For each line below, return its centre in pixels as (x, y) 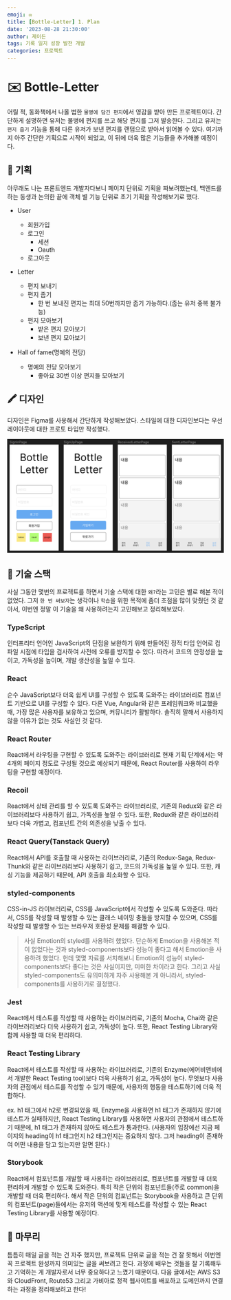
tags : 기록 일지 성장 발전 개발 (46, 44)
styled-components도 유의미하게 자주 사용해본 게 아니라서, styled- (115, 975)
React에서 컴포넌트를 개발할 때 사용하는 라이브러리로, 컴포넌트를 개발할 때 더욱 (112, 1178)
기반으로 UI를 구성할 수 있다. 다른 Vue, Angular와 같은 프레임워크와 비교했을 (116, 703)
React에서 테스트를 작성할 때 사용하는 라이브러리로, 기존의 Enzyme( (98, 1069)
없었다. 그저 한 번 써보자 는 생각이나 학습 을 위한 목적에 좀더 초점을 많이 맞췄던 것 (112, 600)
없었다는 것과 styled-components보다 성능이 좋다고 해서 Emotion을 (123, 949)
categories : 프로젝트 (35, 51)
